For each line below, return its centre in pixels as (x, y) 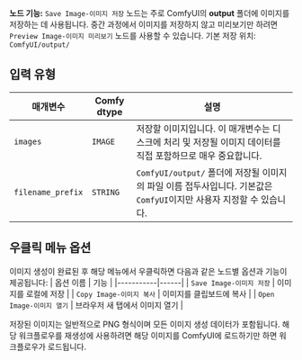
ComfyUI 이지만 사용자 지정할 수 (197, 199)
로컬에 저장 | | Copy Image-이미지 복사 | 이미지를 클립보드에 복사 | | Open (150, 293)
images (28, 141)
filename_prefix (49, 192)
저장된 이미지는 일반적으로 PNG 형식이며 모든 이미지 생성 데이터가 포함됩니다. (145, 324)
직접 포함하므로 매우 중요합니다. (199, 156)
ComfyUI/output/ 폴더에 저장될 (198, 172)
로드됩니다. (67, 346)
